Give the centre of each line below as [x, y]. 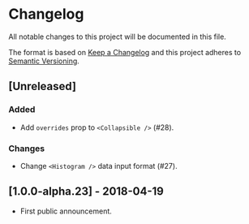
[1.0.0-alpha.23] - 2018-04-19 [86, 192]
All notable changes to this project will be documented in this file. [118, 37]
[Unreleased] [43, 86]
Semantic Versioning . [44, 61]
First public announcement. [66, 211]
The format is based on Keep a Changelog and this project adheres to [125, 52]
